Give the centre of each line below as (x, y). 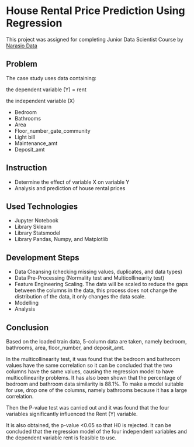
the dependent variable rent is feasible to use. (61, 438)
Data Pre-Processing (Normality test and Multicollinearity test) (89, 278)
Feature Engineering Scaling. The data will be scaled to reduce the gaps (101, 284)
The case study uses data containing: (51, 78)
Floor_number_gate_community (52, 130)
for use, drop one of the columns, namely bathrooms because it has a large (97, 390)
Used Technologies (42, 206)
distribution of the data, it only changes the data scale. (80, 297)
